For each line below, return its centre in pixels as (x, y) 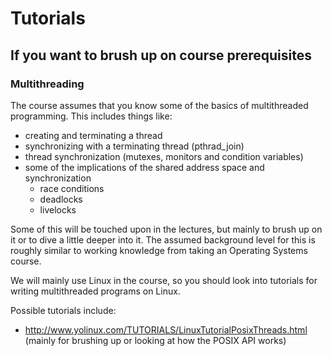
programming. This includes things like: (91, 116)
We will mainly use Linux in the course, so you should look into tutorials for (164, 280)
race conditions (72, 188)
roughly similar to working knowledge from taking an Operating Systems (159, 250)
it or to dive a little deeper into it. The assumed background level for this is (163, 239)
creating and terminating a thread (93, 135)
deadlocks (61, 199)
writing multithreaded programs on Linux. (95, 291)
